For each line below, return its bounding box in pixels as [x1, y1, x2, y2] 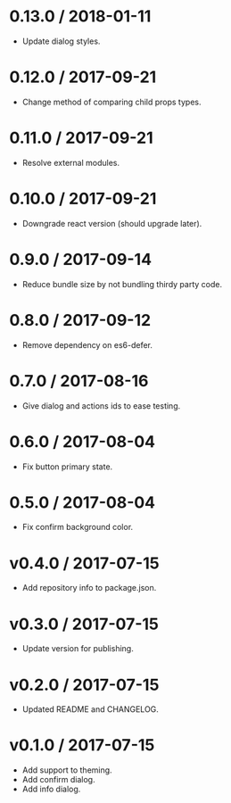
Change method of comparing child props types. [21, 96, 202, 107]
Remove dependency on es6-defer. [21, 339, 153, 350]
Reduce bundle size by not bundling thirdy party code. [21, 278, 223, 289]
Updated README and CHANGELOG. [21, 704, 159, 715]
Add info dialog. [21, 783, 81, 795]
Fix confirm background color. [21, 522, 134, 533]
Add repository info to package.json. [21, 583, 157, 593]
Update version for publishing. [21, 643, 134, 654]
